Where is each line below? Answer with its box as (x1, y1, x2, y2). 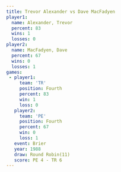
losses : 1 (11, 63, 36, 70)
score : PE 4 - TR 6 (14, 157, 62, 163)
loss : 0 (19, 102, 39, 108)
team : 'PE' (19, 113, 46, 119)
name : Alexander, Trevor (11, 20, 73, 25)
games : (6, 69, 23, 75)
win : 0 (19, 129, 36, 136)
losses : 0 (11, 36, 36, 42)
